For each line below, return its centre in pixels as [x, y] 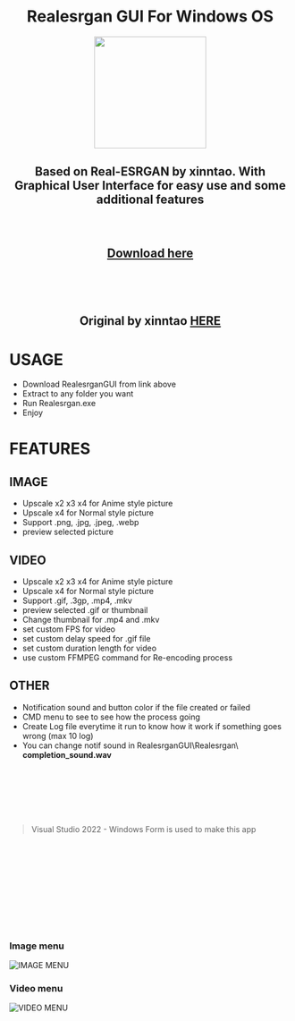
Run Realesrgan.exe [59, 404]
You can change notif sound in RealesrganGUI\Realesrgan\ [130, 745]
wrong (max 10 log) [58, 736]
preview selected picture [68, 532]
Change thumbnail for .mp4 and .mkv [91, 620]
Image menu [37, 946]
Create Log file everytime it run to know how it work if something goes [152, 726]
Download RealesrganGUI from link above [99, 384]
